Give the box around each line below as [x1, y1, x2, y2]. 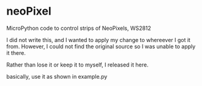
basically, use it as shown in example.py [6, 73, 108, 80]
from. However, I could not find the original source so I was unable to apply [6, 43, 196, 50]
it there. [6, 49, 26, 56]
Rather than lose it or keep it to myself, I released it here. [6, 61, 149, 68]
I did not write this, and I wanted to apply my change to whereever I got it [6, 36, 191, 43]
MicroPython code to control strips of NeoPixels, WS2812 [6, 24, 151, 32]
